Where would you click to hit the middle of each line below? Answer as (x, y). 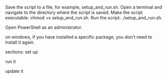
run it (10, 61)
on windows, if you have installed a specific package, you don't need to (79, 37)
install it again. (20, 42)
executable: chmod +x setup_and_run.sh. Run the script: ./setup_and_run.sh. (84, 18)
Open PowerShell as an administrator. (44, 27)
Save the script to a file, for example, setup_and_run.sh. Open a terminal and (84, 7)
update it (14, 71)
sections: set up (22, 52)
